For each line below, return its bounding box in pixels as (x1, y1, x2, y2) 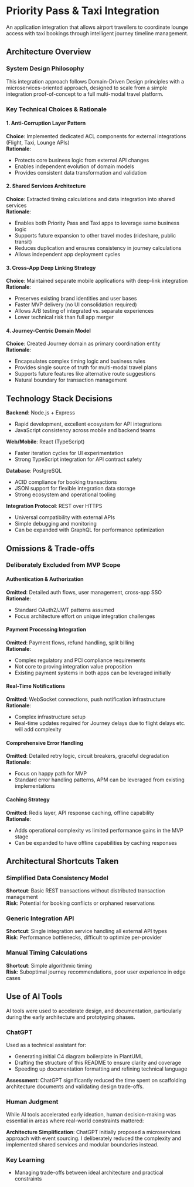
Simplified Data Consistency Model (6, 874, 108, 882)
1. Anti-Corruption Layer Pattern (6, 119, 86, 127)
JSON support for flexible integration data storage (14, 485, 136, 492)
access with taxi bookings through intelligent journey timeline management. (6, 29, 189, 36)
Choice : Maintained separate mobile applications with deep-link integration (6, 277, 188, 285)
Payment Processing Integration (6, 626, 87, 633)
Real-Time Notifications (6, 683, 66, 690)
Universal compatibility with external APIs (14, 514, 115, 521)
